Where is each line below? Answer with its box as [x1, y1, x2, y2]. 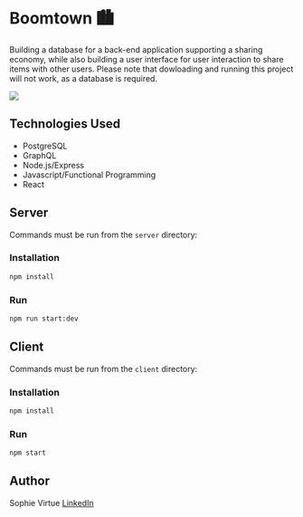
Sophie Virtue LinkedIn [9, 497, 94, 508]
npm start [9, 448, 47, 458]
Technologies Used [9, 116, 120, 132]
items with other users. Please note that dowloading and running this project [9, 63, 294, 74]
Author [9, 474, 50, 489]
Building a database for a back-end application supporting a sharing [9, 43, 263, 55]
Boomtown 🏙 [9, 8, 115, 29]
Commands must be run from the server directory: [9, 229, 198, 240]
